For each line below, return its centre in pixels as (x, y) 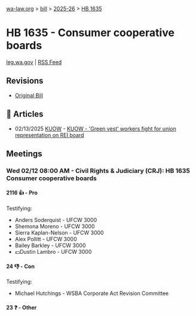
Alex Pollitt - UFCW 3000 (46, 239)
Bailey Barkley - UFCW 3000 (50, 245)
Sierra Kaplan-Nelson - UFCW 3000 (59, 233)
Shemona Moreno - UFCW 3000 (55, 226)
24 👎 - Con (20, 266)
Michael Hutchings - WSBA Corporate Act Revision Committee (92, 293)
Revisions (25, 81)
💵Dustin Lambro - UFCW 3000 (53, 252)
